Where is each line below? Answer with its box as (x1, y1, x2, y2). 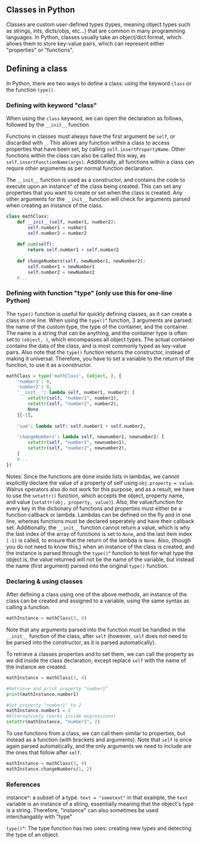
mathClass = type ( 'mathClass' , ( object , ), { (6, 372, 121, 379)
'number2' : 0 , (17, 384, 52, 390)
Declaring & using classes (6, 577, 83, 585)
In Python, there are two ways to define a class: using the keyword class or (6, 79, 192, 87)
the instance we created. (6, 663, 68, 670)
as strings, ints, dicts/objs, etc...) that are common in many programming (6, 27, 185, 34)
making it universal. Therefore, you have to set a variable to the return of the (6, 354, 194, 362)
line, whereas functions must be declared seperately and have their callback (6, 517, 194, 524)
